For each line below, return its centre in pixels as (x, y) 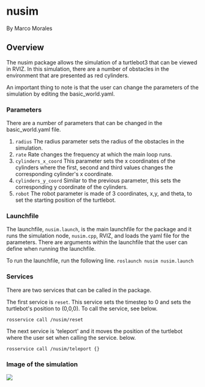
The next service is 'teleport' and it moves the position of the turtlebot (95, 331)
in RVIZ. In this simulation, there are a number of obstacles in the (88, 69)
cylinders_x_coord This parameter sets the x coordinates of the (95, 161)
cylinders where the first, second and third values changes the (94, 167)
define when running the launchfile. (51, 249)
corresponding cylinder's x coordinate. (64, 174)
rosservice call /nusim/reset (45, 320)
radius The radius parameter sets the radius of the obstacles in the (100, 142)
